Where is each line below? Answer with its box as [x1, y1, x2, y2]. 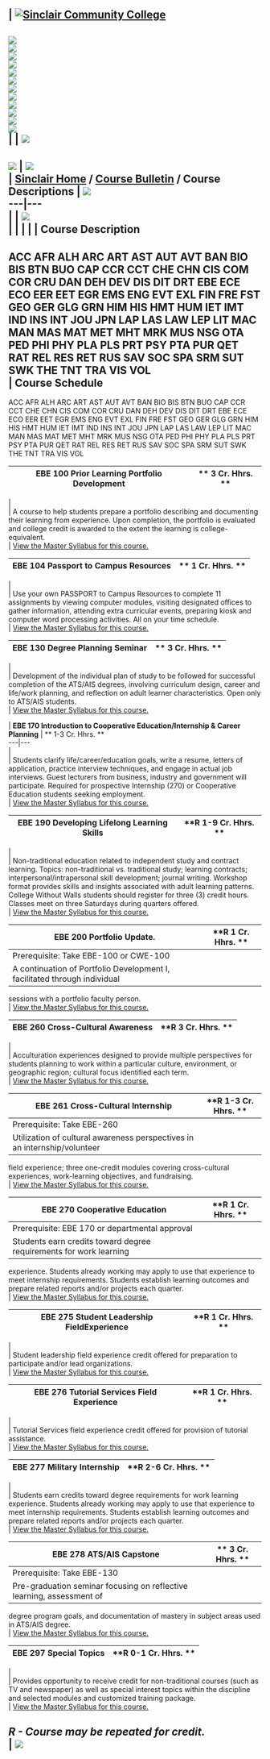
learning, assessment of [12, 1590, 103, 1601]
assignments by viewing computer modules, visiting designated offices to [8, 597, 252, 607]
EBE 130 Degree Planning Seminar [12, 642, 147, 653]
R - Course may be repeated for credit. [8, 1725, 206, 1739]
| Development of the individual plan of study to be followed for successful [8, 671, 256, 680]
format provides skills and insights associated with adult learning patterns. [8, 881, 255, 891]
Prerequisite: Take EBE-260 [12, 1118, 119, 1129]
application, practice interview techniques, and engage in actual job [8, 763, 233, 773]
